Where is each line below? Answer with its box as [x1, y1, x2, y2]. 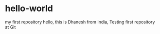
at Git [5, 24, 16, 30]
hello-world [5, 3, 53, 14]
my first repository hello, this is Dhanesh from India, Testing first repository [5, 19, 155, 25]
